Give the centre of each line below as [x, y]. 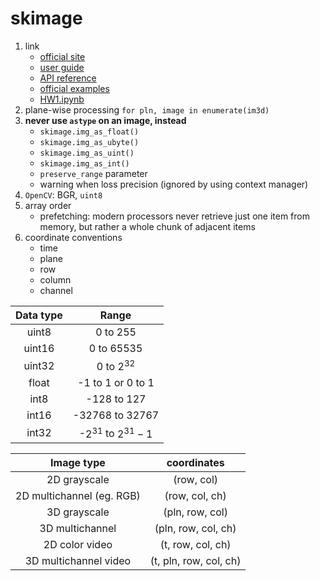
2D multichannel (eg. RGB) [78, 495]
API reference [68, 78]
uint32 [39, 365]
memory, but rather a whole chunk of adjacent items [147, 226]
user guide [62, 67]
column [55, 279]
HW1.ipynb [62, 99]
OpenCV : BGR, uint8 [63, 194]
